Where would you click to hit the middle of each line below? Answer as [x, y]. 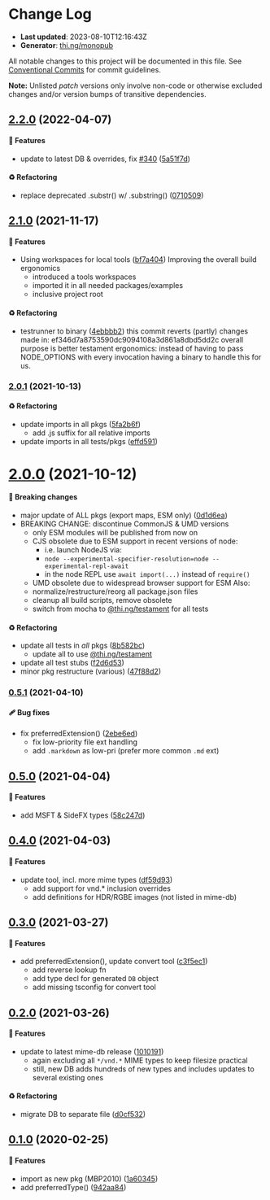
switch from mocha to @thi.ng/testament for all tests [120, 609]
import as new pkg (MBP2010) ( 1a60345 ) [89, 1178]
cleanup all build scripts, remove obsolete [102, 600]
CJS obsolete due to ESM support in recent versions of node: [135, 541]
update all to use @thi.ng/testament [92, 654]
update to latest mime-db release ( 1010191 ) [92, 1051]
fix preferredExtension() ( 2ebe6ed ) [79, 734]
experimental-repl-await [87, 566]
